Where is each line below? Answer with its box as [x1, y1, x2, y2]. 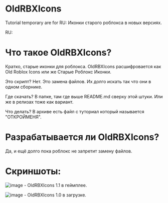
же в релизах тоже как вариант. [5, 99, 74, 105]
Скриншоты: [5, 166, 61, 177]
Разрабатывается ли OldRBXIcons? [5, 131, 159, 143]
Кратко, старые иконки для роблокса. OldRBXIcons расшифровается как [5, 63, 161, 69]
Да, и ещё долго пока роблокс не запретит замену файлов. [5, 148, 132, 154]
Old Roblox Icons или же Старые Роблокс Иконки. [5, 69, 112, 75]
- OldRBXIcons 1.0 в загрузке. [24, 191, 87, 198]
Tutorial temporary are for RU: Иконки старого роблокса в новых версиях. [5, 20, 162, 26]
